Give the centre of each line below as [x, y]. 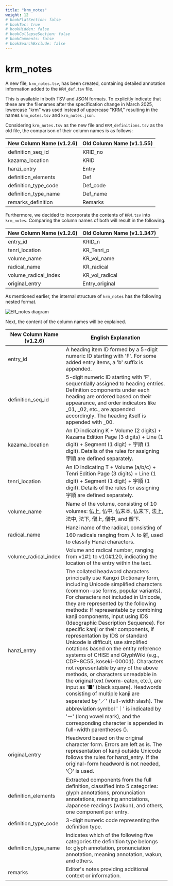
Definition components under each [108, 390]
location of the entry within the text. [109, 563]
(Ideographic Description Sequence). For [115, 623]
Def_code [94, 185]
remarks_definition [30, 202]
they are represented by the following [111, 604]
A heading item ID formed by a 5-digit [112, 349]
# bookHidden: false [28, 29]
